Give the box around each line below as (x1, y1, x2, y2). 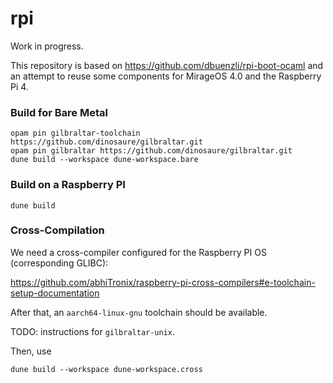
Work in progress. (10, 40, 84, 52)
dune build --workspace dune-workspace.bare (10, 155, 199, 165)
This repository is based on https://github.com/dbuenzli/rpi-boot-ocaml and (10, 59, 324, 71)
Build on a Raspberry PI (10, 178, 126, 192)
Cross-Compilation (10, 223, 105, 237)
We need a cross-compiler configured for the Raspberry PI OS (10, 246, 267, 258)
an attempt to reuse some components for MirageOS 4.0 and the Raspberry (10, 70, 322, 82)
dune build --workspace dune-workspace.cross (10, 364, 203, 374)
